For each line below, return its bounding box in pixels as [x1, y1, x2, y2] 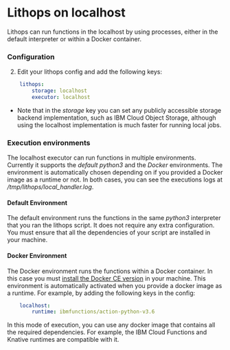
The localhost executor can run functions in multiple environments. [7, 153, 197, 162]
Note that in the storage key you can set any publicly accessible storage [16, 106, 222, 114]
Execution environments [7, 138, 91, 147]
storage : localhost [32, 87, 88, 94]
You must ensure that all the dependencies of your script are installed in [7, 228, 211, 237]
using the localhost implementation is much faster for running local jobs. [16, 120, 222, 129]
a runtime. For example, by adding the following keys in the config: [7, 289, 196, 297]
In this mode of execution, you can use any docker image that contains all [7, 321, 216, 329]
